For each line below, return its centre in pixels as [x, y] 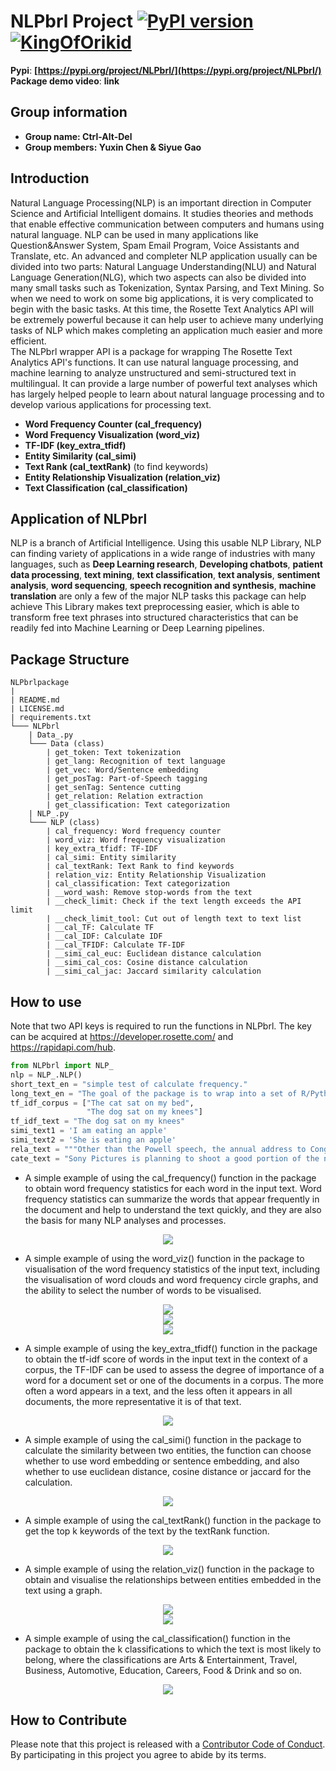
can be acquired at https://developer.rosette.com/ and [122, 1036]
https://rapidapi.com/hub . [63, 1047]
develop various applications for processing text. [111, 404]
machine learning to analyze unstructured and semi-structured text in [153, 372]
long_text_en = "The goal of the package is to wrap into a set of [154, 1093]
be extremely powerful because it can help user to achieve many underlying [167, 319]
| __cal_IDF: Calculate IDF [104, 936]
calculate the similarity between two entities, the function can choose [168, 1450]
